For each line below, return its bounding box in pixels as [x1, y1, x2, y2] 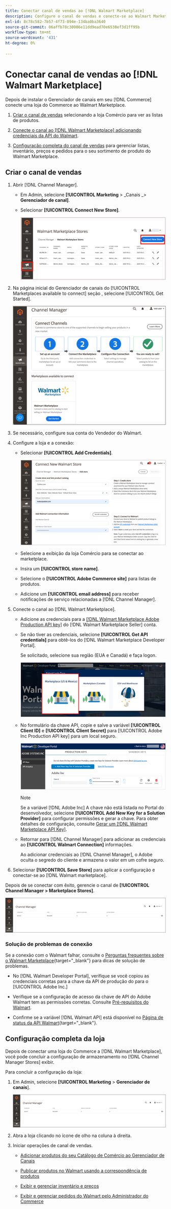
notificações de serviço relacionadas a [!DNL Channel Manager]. [20, 596, 156, 602]
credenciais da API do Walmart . [12, 132, 79, 138]
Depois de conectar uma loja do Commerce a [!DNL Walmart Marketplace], [5, 1048, 162, 1054]
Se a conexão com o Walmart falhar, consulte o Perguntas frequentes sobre [5, 952, 164, 958]
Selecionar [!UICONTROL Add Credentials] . [20, 450, 113, 456]
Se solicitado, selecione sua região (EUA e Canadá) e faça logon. [20, 652, 157, 658]
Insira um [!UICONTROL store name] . [20, 565, 99, 572]
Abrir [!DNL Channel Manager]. [12, 181, 78, 188]
